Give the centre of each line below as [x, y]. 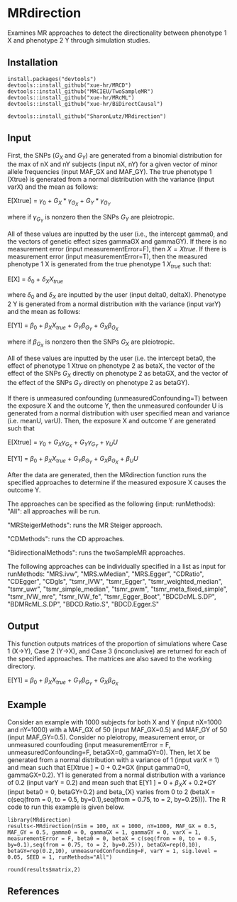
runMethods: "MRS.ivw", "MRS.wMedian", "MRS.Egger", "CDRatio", [106, 574]
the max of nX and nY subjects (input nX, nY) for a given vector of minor [112, 164]
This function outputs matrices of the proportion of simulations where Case [117, 643]
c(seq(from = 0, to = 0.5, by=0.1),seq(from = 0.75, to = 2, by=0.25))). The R [116, 799]
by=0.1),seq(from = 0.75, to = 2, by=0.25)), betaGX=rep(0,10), [104, 844]
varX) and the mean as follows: [53, 187]
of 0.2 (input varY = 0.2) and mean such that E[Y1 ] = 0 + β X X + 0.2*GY [112, 783]
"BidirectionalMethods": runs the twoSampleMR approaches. [97, 553]
